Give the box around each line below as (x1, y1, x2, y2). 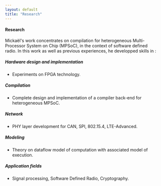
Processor (5, 42, 26, 49)
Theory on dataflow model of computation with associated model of (12, 147, 148, 152)
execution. (12, 152, 33, 158)
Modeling (5, 134, 25, 140)
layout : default (5, 7, 38, 12)
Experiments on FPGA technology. (12, 71, 81, 77)
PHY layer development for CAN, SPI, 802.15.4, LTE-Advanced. (12, 123, 138, 129)
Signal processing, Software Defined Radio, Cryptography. (12, 175, 129, 181)
